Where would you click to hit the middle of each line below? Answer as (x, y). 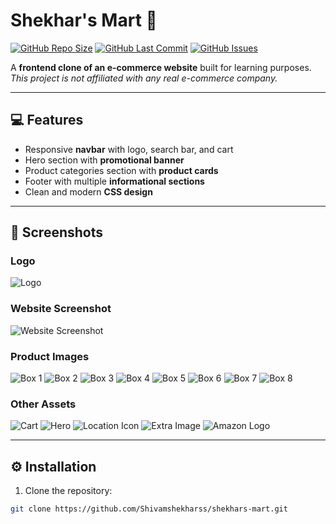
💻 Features (47, 120)
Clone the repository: (68, 491)
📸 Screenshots (57, 232)
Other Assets (43, 404)
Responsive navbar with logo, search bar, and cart (129, 149)
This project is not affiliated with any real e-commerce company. (144, 78)
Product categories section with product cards (121, 170)
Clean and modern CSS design (88, 191)
